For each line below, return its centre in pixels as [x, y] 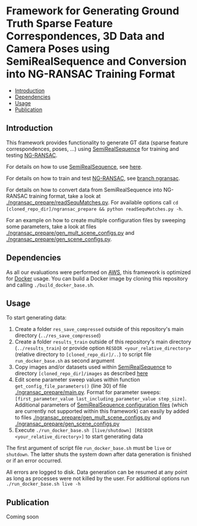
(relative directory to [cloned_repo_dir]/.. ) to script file [83, 354]
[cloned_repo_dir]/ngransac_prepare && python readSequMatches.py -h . [95, 209]
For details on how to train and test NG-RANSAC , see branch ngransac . [93, 178]
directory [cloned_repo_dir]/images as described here [81, 373]
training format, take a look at [65, 196]
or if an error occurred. [34, 461]
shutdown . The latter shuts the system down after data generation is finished [99, 454]
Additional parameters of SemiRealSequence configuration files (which [101, 405]
